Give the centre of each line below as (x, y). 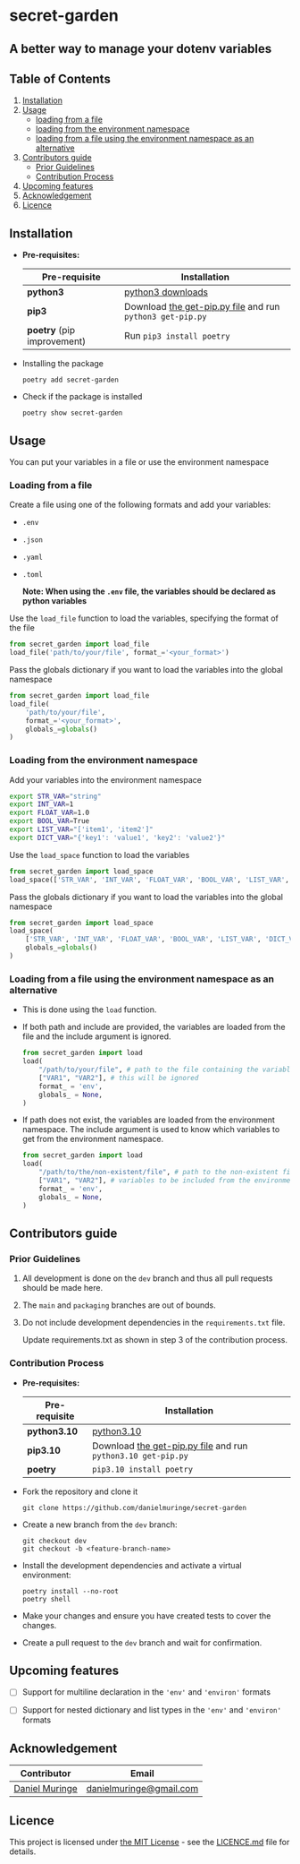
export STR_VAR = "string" (55, 796)
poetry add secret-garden (70, 380)
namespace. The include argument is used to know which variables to (151, 1130)
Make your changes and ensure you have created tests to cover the (146, 1615)
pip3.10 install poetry (143, 1469)
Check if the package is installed (82, 397)
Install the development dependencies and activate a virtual (132, 1565)
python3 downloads (166, 292)
